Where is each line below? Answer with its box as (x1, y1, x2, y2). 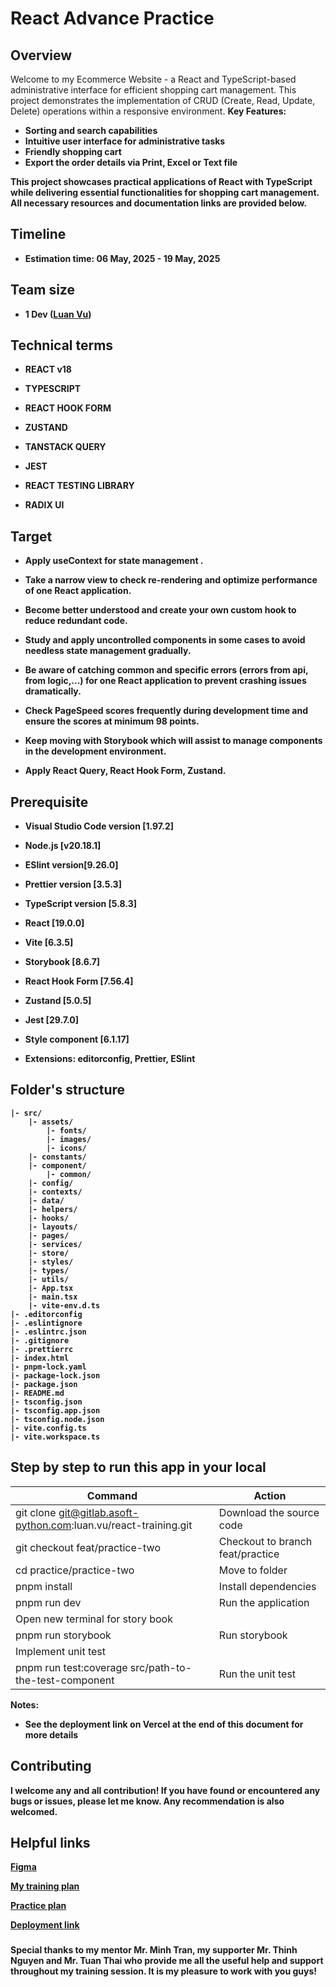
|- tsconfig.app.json (10, 1405, 101, 1416)
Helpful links (10, 1834, 91, 1851)
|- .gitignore (10, 1335, 70, 1346)
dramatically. (24, 685, 82, 697)
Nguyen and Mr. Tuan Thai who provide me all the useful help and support (10, 1955, 324, 1967)
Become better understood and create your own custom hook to (24, 604, 297, 616)
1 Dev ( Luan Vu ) (24, 308, 92, 320)
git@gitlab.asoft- (58, 1505, 140, 1519)
